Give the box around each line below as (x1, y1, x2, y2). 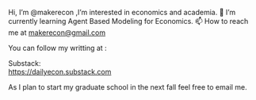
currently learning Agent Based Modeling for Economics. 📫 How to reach (8, 17, 249, 25)
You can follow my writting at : (8, 44, 107, 52)
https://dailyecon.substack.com (8, 67, 112, 76)
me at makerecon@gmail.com (8, 28, 105, 37)
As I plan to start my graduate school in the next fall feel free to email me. (8, 83, 247, 91)
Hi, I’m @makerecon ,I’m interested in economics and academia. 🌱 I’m (8, 8, 236, 17)
